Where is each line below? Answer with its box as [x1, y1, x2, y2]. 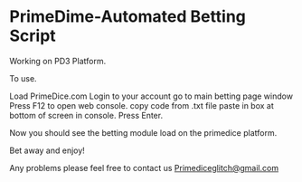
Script [9, 25, 56, 46]
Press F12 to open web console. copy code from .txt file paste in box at [9, 100, 274, 110]
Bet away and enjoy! [9, 145, 86, 156]
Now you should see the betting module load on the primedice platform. [9, 127, 278, 138]
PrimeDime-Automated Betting [9, 6, 247, 27]
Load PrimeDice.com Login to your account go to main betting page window [9, 91, 294, 101]
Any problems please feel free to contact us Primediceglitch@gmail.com [9, 162, 278, 173]
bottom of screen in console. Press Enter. [9, 110, 164, 120]
